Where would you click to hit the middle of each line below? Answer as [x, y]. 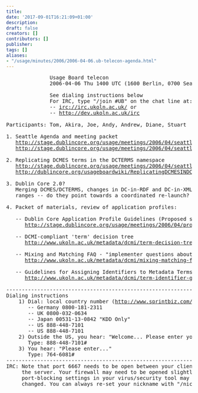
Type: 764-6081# [51, 354]
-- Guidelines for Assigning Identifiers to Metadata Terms [104, 272]
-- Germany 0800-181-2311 [65, 307]
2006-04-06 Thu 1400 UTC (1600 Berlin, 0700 [115, 83]
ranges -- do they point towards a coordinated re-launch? [103, 195]
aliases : [17, 55]
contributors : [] [27, 39]
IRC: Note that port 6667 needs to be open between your [90, 366]
